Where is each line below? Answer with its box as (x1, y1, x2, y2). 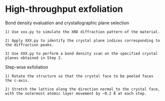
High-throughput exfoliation (5, 3, 124, 15)
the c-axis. (5, 78, 30, 83)
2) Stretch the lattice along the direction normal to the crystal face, (5, 87, 161, 92)
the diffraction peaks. (5, 42, 54, 48)
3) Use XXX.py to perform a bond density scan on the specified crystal (5, 51, 158, 56)
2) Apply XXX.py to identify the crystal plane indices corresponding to (5, 38, 161, 43)
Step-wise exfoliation (5, 64, 48, 70)
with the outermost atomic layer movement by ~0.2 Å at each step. (5, 91, 147, 96)
